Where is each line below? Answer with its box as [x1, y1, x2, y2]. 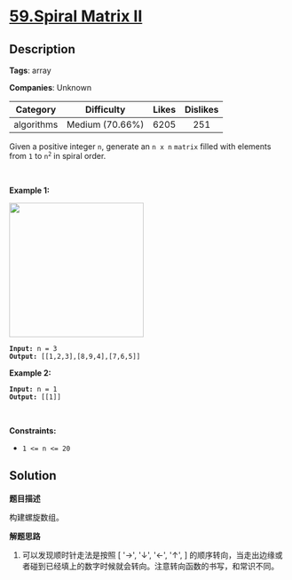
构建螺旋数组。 [9, 512, 64, 522]
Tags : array [9, 65, 51, 75]
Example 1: [9, 185, 51, 195]
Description [9, 42, 75, 57]
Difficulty [84, 104, 126, 115]
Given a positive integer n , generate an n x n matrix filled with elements [9, 141, 272, 152]
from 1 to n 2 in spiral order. [9, 151, 107, 161]
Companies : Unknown [9, 83, 91, 92]
